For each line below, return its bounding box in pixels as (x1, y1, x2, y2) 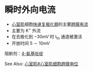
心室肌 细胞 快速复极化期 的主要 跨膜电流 (11, 21, 88, 27)
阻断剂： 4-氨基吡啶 (4, 51, 44, 57)
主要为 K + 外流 (11, 27, 41, 33)
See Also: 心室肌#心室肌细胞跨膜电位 (4, 61, 78, 67)
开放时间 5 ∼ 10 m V (11, 41, 50, 46)
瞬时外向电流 (4, 4, 56, 15)
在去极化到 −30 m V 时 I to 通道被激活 (11, 33, 82, 41)
